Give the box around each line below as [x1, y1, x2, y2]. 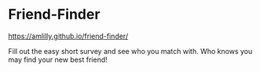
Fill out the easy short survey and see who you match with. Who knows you [8, 46, 253, 56]
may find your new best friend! [8, 55, 108, 64]
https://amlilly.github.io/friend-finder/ [8, 31, 128, 41]
